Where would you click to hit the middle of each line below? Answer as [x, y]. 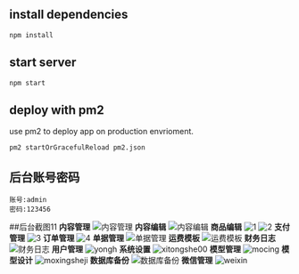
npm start [28, 83]
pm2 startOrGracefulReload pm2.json [77, 148]
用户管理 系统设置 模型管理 [146, 249]
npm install [31, 35]
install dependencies [69, 15]
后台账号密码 [45, 177]
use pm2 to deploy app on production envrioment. [102, 132]
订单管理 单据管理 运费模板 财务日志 [160, 238]
